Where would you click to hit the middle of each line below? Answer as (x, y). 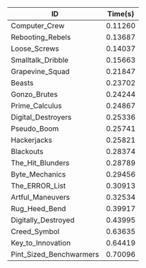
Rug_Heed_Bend (38, 209)
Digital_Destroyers (41, 117)
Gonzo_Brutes (34, 94)
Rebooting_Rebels (41, 37)
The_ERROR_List (38, 186)
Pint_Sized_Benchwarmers (55, 254)
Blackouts (27, 152)
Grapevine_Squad (41, 71)
